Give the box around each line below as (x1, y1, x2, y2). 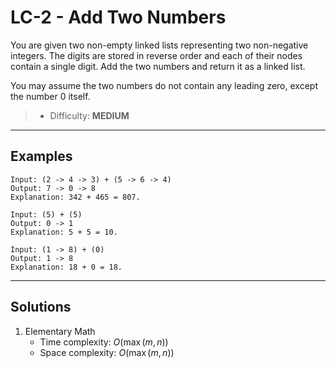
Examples (10, 148, 73, 165)
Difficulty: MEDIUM (49, 109, 130, 121)
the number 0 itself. (10, 90, 91, 102)
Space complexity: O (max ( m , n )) (39, 346, 175, 358)
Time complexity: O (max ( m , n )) (39, 336, 169, 348)
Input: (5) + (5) (10, 209, 83, 220)
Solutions (10, 299, 72, 316)
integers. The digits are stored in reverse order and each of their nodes (10, 49, 303, 61)
